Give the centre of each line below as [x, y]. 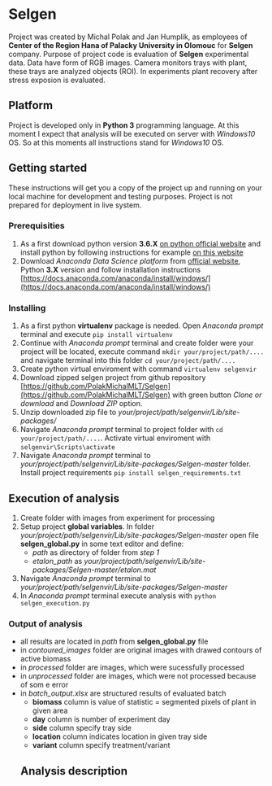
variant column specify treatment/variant [101, 745]
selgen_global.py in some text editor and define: [102, 544]
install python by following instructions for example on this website [132, 252]
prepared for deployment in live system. [75, 205]
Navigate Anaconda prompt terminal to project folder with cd [121, 430]
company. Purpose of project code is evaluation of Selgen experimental [129, 54]
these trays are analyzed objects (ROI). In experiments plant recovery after [133, 71]
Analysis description [74, 771]
